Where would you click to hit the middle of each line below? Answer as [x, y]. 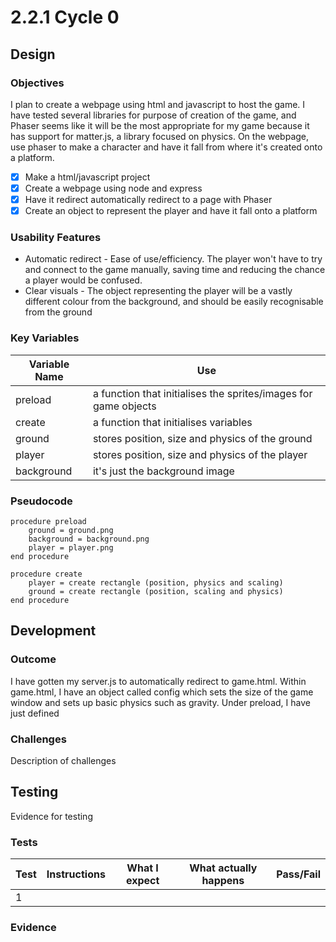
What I [142, 868]
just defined [35, 713]
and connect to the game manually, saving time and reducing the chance [175, 270]
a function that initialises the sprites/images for [202, 393]
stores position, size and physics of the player [200, 454]
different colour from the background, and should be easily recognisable [174, 302]
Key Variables [45, 338]
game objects [124, 406]
